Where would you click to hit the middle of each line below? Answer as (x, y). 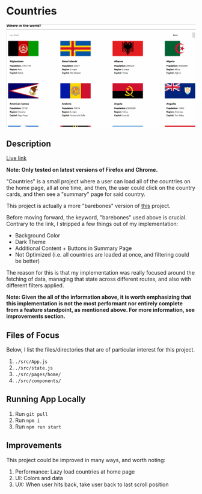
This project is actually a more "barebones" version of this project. (88, 206)
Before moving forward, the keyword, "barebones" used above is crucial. (96, 218)
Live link (17, 158)
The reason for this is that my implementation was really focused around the (101, 273)
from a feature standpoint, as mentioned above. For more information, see (101, 310)
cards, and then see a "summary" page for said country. (76, 194)
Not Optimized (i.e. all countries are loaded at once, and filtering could (102, 255)
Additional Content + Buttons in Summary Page (73, 248)
